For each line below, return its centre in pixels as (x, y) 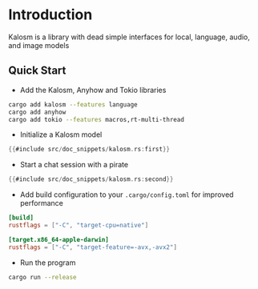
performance (42, 203)
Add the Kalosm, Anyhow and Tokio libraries (93, 90)
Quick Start (37, 71)
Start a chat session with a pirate (74, 165)
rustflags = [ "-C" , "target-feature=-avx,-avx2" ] (93, 247)
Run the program (48, 263)
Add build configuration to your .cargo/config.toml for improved (127, 195)
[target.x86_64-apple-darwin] (59, 239)
